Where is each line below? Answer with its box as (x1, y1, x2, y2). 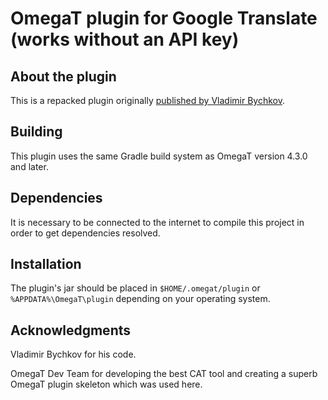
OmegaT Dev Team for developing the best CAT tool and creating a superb (10, 368, 318, 380)
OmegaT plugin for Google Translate (10, 7, 318, 30)
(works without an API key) (10, 28, 240, 51)
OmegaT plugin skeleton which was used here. (10, 378, 203, 391)
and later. (10, 160, 49, 172)
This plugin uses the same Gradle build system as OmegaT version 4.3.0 (10, 150, 308, 162)
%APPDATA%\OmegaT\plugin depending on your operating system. (10, 293, 271, 305)
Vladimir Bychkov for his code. (10, 348, 137, 361)
